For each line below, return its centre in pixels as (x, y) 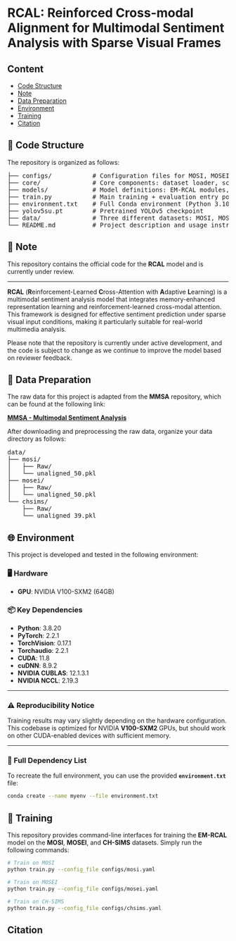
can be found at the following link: (56, 404)
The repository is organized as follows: (64, 162)
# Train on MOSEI (33, 882)
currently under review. (41, 271)
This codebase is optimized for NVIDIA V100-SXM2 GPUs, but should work (117, 728)
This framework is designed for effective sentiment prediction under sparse (117, 314)
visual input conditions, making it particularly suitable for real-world (105, 321)
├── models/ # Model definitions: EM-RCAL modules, (118, 189)
